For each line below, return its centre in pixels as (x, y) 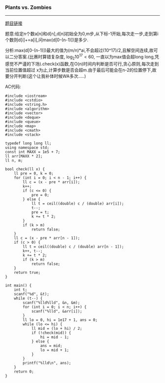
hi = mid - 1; (55, 337)
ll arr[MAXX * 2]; (24, 156)
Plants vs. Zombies (28, 7)
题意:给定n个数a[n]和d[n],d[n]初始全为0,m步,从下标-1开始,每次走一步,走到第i (82, 34)
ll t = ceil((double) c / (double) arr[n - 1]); (73, 247)
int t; (21, 289)
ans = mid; (51, 346)
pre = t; (40, 212)
